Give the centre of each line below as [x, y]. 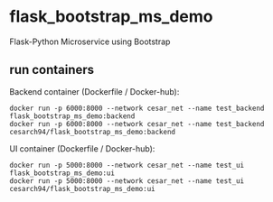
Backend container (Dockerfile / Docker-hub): [94, 91]
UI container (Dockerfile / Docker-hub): [82, 148]
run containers [52, 70]
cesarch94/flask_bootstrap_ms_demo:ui [82, 188]
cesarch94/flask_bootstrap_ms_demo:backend [93, 132]
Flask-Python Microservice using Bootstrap [90, 41]
